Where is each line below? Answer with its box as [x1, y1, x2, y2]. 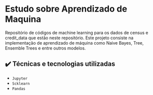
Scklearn [12, 81, 30, 86]
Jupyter [12, 76, 28, 81]
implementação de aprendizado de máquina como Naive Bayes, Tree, [5, 40, 144, 46]
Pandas [12, 86, 26, 91]
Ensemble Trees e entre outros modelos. [5, 45, 86, 51]
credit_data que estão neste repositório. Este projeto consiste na [5, 35, 134, 41]
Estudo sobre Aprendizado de [5, 3, 127, 15]
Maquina [5, 14, 41, 25]
